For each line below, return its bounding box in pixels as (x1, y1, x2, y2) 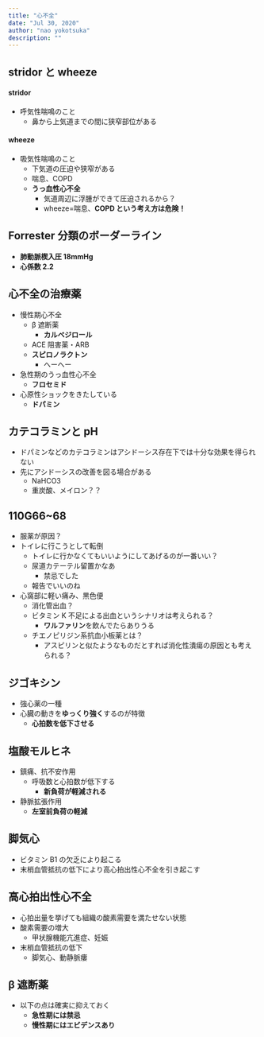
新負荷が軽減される (43, 786, 107, 796)
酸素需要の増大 (19, 922, 69, 932)
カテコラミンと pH (8, 425, 98, 438)
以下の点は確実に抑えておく (19, 1000, 110, 1010)
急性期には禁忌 (31, 1011, 81, 1020)
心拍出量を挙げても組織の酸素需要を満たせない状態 (19, 912, 187, 922)
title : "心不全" (8, 11, 59, 20)
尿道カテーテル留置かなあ (31, 561, 116, 571)
